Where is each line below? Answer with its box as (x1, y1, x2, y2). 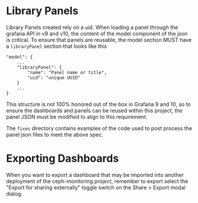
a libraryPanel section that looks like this (6, 43, 108, 50)
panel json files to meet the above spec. (6, 131, 103, 138)
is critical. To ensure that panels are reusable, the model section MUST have (6, 36, 192, 43)
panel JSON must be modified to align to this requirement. (6, 113, 148, 120)
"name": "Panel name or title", (27, 69, 108, 75)
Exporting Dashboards (6, 152, 119, 165)
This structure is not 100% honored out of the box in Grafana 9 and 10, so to (6, 101, 191, 108)
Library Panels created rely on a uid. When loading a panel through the (6, 24, 178, 31)
